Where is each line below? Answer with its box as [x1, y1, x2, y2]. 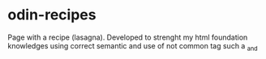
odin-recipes [7, 6, 97, 24]
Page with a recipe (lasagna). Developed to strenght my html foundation [7, 32, 248, 42]
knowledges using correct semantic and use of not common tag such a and [7, 40, 258, 53]
